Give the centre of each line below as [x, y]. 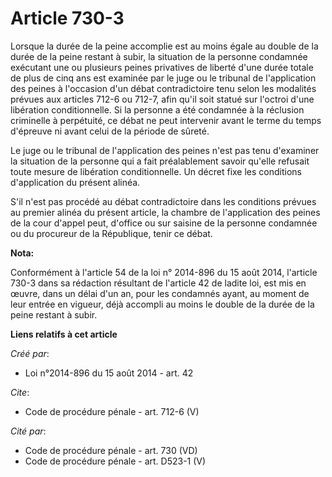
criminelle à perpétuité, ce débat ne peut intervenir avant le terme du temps [166, 120]
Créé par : [30, 353]
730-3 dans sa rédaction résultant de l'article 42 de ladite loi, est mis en [158, 283]
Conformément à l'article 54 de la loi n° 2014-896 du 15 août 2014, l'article [164, 272]
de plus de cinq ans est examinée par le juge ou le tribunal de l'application [163, 78]
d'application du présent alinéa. [75, 182]
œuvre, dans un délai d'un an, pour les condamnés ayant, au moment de [160, 293]
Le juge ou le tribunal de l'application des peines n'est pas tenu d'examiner [165, 150]
